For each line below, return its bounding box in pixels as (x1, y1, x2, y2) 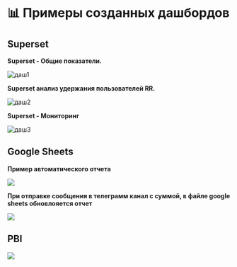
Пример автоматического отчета (7, 164, 111, 173)
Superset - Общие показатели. (7, 57, 103, 65)
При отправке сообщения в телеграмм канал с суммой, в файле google (7, 191, 231, 200)
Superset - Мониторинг (7, 112, 80, 120)
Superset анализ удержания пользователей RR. (7, 84, 156, 92)
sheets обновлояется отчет (7, 199, 93, 208)
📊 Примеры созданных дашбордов (7, 5, 230, 21)
